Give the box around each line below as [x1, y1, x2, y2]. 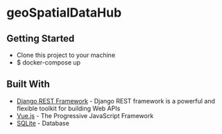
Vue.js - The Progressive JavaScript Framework [16, 111, 154, 119]
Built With [6, 78, 50, 90]
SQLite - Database [16, 119, 70, 127]
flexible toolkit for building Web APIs [16, 104, 121, 112]
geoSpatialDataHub [6, 5, 122, 21]
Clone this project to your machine [16, 51, 116, 59]
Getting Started [6, 33, 75, 44]
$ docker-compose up [16, 58, 81, 67]
